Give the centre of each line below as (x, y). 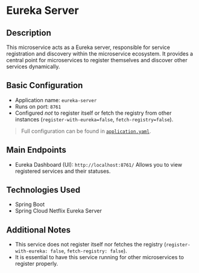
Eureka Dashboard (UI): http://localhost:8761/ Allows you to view (99, 164)
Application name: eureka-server (56, 100)
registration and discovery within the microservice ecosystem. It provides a (100, 54)
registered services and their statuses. (63, 171)
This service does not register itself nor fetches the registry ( (90, 245)
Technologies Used (43, 190)
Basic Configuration (45, 85)
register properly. (36, 264)
